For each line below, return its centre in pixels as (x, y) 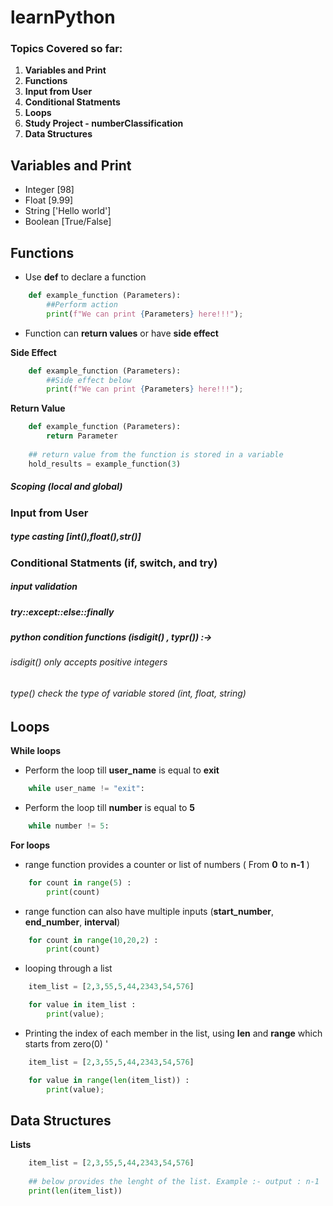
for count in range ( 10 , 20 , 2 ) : (93, 940)
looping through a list (68, 968)
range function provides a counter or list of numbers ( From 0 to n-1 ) (167, 864)
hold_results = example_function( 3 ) (105, 464)
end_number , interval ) (72, 922)
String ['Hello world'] (68, 211)
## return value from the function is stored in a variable (156, 454)
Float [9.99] (49, 200)
